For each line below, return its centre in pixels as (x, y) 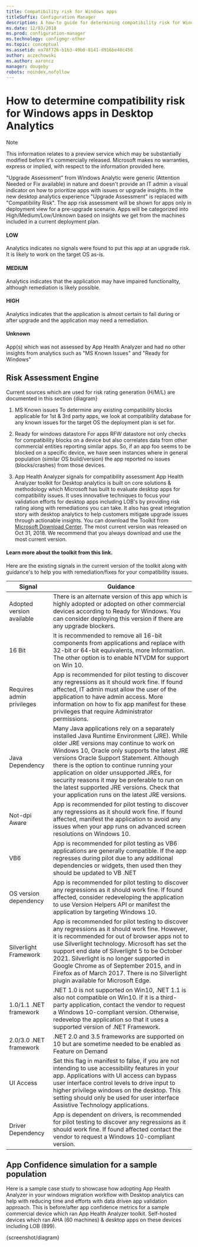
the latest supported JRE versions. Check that (116, 788)
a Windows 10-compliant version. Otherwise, (116, 1012)
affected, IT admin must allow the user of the (115, 689)
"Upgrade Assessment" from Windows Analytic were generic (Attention (93, 178)
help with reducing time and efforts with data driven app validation (87, 1201)
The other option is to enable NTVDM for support (121, 658)
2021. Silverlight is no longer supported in (111, 959)
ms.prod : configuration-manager (46, 34)
